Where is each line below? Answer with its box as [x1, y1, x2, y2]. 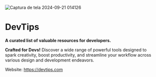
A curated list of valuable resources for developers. [5, 37, 111, 43]
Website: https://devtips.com [5, 66, 63, 72]
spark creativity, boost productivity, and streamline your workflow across [5, 52, 152, 58]
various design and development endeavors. [5, 57, 94, 63]
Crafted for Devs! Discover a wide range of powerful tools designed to [5, 46, 147, 53]
